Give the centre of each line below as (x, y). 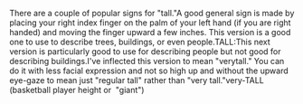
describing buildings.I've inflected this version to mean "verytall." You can (147, 61)
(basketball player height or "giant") (77, 90)
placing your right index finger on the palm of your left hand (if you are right (150, 23)
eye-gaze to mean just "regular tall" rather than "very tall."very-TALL (137, 80)
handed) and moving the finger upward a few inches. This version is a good (150, 32)
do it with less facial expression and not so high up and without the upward (149, 71)
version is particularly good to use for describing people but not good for (145, 52)
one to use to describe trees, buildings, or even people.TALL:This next (140, 42)
